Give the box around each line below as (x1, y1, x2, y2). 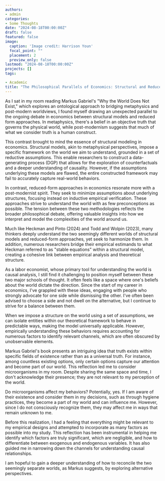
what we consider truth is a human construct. (5, 129, 97, 135)
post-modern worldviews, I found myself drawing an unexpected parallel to (5, 108, 158, 114)
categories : (5, 16, 29, 21)
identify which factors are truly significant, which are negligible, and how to (5, 435, 158, 441)
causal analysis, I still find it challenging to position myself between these (5, 271, 154, 277)
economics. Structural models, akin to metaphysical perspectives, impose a (5, 144, 158, 150)
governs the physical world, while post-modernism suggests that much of (5, 124, 155, 130)
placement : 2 (9, 53, 36, 58)
